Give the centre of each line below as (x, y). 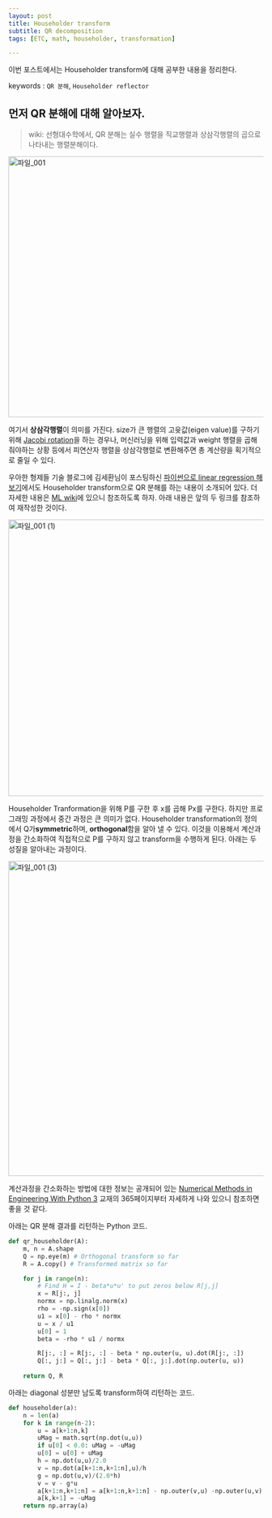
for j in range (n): (56, 1279)
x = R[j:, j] (59, 1294)
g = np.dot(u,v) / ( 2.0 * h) (79, 1476)
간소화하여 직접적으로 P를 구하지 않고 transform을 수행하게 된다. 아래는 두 (140, 839)
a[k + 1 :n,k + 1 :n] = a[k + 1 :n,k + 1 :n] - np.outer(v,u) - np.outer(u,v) (150, 1491)
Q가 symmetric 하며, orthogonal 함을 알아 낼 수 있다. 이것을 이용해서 (132, 829)
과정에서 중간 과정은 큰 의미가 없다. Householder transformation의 (136, 819)
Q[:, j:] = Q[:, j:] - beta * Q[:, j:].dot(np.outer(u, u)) (141, 1361)
